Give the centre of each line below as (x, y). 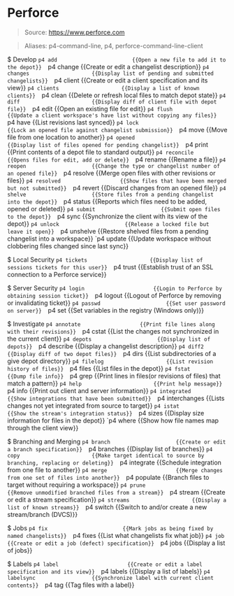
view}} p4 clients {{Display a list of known (104, 87)
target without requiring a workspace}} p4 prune (76, 485)
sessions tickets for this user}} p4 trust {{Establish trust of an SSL (110, 267)
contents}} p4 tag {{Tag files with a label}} (71, 585)
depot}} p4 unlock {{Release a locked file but (108, 223)
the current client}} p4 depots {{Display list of (109, 339)
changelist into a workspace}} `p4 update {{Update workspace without (109, 239)
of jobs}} (20, 550)
